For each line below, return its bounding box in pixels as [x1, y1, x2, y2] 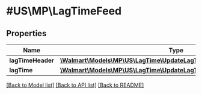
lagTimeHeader [9, 56, 55, 64]
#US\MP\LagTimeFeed [6, 4, 122, 18]
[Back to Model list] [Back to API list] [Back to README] [6, 81, 144, 89]
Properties [6, 28, 47, 39]
